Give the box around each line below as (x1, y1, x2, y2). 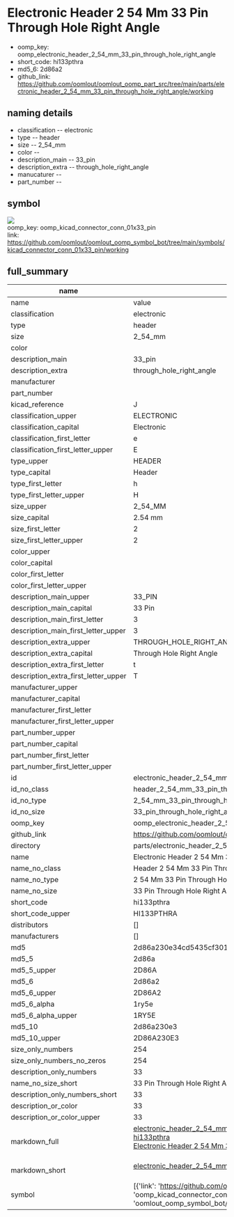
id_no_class (10, 785, 49, 794)
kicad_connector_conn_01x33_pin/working (7, 245, 129, 253)
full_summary (7, 265, 69, 277)
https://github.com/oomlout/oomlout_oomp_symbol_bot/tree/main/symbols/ (7, 238, 225, 246)
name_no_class (10, 863, 61, 873)
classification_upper (10, 411, 77, 421)
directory (10, 841, 40, 851)
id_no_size (10, 807, 45, 817)
